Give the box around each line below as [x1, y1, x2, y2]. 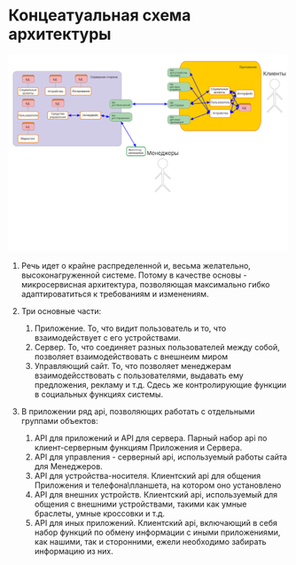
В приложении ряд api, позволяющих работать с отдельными [20, 405, 255, 417]
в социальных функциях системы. [34, 388, 164, 399]
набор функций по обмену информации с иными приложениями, [34, 527, 281, 538]
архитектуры [8, 24, 112, 44]
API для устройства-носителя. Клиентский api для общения [34, 470, 261, 481]
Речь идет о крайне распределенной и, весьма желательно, [20, 260, 252, 271]
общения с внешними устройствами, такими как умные [34, 498, 247, 509]
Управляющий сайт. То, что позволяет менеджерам [34, 360, 232, 371]
